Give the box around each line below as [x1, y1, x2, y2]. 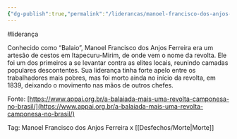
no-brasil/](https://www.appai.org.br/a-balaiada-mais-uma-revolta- [7, 102, 203, 110]
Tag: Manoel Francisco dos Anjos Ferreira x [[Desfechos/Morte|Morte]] [7, 123, 214, 131]
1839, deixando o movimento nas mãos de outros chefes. [7, 80, 174, 89]
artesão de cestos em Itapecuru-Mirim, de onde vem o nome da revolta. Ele [7, 51, 227, 59]
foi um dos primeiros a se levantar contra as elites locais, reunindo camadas [7, 58, 229, 67]
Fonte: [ [7, 95, 30, 103]
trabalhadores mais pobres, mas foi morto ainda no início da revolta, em [7, 73, 217, 82]
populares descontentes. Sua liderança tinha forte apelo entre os [7, 66, 196, 74]
